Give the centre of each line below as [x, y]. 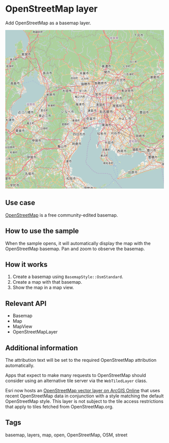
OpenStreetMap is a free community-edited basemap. [62, 215]
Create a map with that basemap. [47, 282]
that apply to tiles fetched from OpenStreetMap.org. [59, 407]
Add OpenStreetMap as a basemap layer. [48, 23]
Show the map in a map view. [43, 288]
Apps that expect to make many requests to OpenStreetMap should [76, 375]
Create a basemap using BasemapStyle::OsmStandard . [68, 277]
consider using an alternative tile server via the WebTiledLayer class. [76, 381]
